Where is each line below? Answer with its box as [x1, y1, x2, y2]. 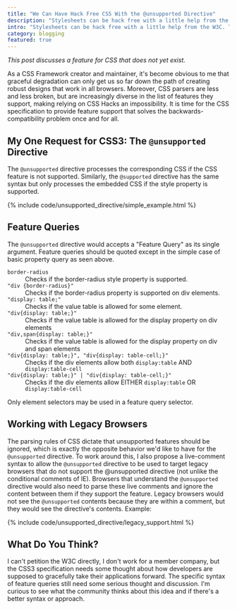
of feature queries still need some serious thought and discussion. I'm [7, 580, 210, 588]
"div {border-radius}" [7, 282, 74, 289]
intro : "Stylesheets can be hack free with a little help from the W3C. [7, 23, 226, 30]
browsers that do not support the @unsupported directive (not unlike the [7, 467, 219, 475]
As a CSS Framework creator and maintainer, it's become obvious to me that [7, 70, 229, 78]
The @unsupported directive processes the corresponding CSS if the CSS [7, 164, 217, 173]
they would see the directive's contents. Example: [7, 504, 152, 513]
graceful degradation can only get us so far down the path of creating [7, 77, 210, 85]
